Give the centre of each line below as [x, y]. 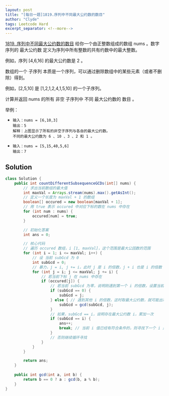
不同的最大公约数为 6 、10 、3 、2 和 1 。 [53, 137]
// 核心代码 [34, 244]
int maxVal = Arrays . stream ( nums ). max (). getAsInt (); [80, 193]
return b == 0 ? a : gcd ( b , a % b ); [62, 379]
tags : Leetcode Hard [27, 24]
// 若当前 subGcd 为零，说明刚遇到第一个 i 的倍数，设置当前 [107, 286]
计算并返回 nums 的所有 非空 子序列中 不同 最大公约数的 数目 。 [71, 99]
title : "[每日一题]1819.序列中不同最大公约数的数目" [55, 15]
